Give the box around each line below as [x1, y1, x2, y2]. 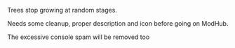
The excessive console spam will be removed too [7, 33, 150, 41]
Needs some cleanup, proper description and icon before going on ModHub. [7, 19, 229, 27]
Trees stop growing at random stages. [7, 6, 118, 14]
